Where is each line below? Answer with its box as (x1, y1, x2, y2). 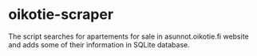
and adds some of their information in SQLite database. (8, 39, 190, 49)
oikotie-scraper (8, 6, 114, 24)
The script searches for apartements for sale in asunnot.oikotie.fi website (8, 32, 249, 41)
